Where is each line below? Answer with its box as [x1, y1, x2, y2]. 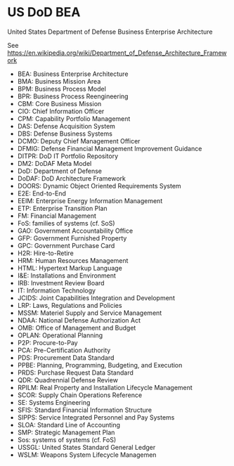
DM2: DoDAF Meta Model [17, 159, 92, 167]
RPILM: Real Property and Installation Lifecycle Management [17, 383, 193, 391]
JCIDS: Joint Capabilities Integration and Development [17, 293, 176, 302]
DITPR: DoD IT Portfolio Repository [17, 152, 119, 160]
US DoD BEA [7, 4, 81, 20]
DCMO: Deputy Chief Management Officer [17, 136, 141, 145]
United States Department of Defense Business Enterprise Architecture [7, 27, 213, 36]
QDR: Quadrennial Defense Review [17, 375, 118, 384]
